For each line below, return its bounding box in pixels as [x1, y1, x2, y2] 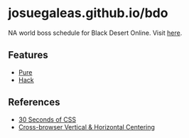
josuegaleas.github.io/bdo [8, 5, 168, 21]
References [8, 96, 60, 108]
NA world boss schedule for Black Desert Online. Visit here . [8, 28, 183, 37]
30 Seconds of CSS [18, 115, 77, 124]
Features [8, 49, 48, 61]
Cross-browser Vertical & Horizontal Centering [18, 122, 156, 131]
